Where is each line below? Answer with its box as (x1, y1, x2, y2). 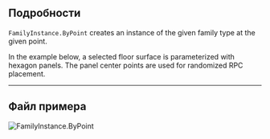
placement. (8, 68, 46, 79)
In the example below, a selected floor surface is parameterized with (8, 51, 235, 61)
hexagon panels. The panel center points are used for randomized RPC (8, 60, 243, 70)
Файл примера (8, 100, 87, 113)
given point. (8, 36, 48, 46)
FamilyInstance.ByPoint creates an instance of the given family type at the (8, 27, 256, 37)
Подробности (8, 6, 81, 20)
